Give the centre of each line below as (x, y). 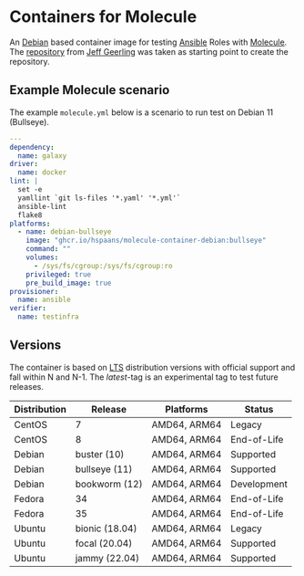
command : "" (48, 249)
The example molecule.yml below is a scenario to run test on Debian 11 (142, 112)
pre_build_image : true (69, 283)
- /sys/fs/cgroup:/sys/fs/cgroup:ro (103, 266)
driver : (24, 164)
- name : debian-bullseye (65, 232)
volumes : (42, 257)
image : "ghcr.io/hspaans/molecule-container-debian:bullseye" (146, 241)
